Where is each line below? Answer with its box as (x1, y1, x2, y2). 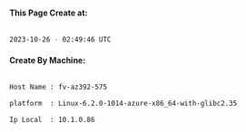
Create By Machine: (9, 54, 86, 65)
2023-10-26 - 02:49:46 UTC (9, 35, 112, 44)
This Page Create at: (9, 7, 88, 18)
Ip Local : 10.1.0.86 (9, 116, 95, 125)
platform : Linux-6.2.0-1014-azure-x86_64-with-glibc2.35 (9, 99, 238, 108)
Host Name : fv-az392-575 (9, 82, 107, 92)
